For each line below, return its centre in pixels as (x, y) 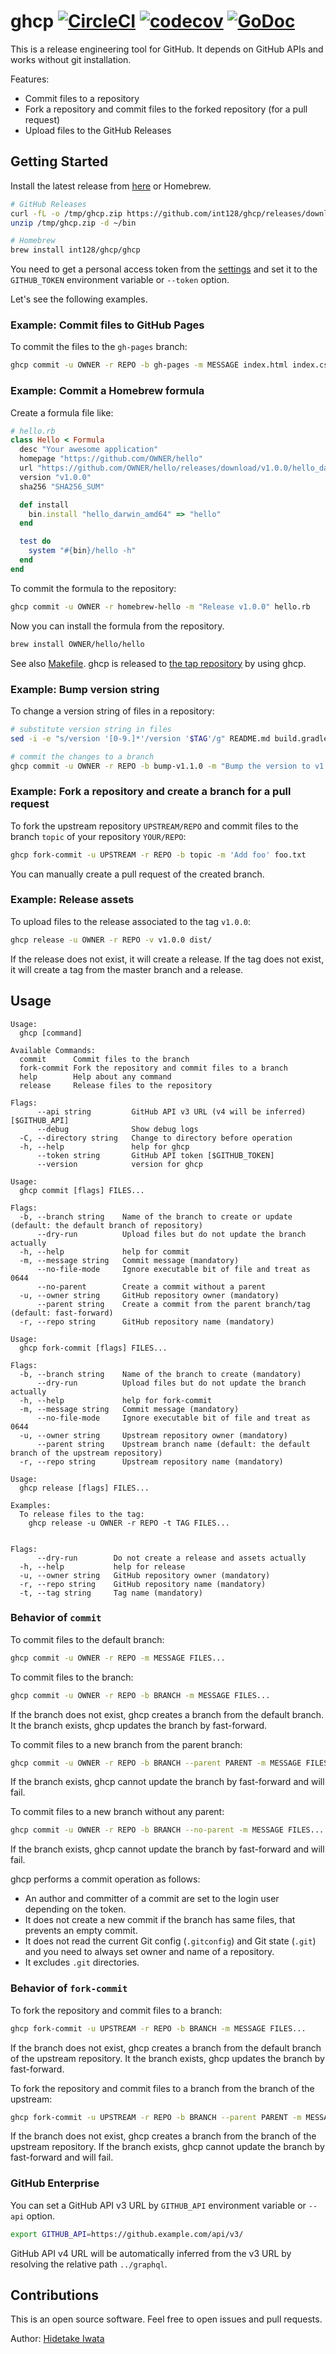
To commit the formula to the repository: (93, 588)
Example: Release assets (72, 900)
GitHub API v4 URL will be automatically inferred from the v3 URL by (151, 2253)
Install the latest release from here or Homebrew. (111, 186)
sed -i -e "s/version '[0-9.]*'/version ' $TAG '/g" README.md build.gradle (169, 738)
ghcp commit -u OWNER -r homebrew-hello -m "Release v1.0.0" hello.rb (160, 606)
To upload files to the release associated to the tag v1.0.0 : (131, 921)
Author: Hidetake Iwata (57, 2339)
